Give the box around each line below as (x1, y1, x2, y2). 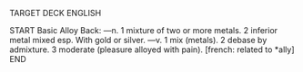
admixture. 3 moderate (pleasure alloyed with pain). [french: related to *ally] (9, 44, 295, 55)
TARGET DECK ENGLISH (9, 8, 102, 18)
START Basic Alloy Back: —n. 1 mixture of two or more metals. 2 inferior (9, 25, 278, 35)
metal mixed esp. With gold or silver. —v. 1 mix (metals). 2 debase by (9, 35, 268, 45)
